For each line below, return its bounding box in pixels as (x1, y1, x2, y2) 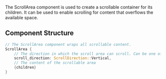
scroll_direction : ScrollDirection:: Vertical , (14, 56, 112, 61)
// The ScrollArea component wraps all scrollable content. (5, 42, 132, 47)
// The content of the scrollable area (14, 60, 96, 66)
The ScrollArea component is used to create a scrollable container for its (5, 4, 153, 10)
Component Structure (5, 29, 74, 38)
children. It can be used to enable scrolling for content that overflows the (5, 9, 154, 15)
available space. (5, 15, 39, 20)
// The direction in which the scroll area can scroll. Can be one (14, 51, 156, 56)
